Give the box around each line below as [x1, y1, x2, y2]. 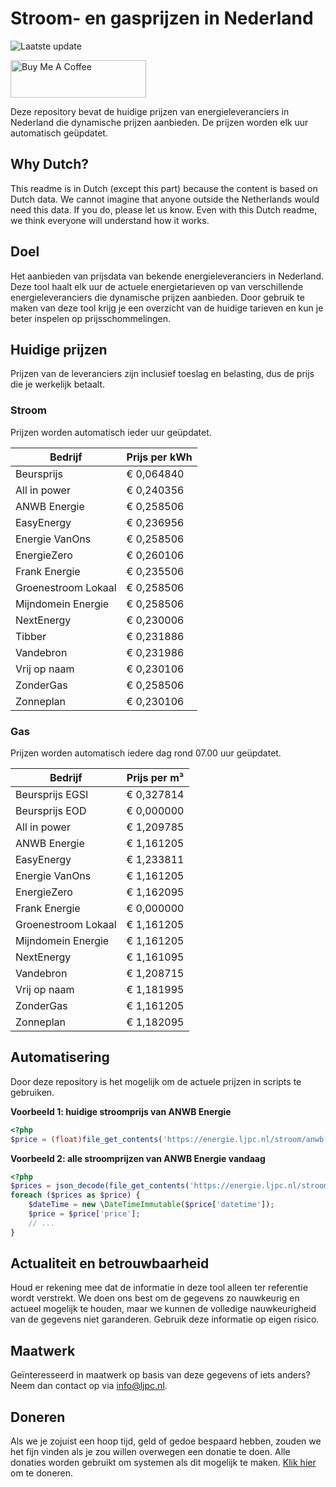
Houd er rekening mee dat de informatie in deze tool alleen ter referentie [10, 1282, 308, 1294]
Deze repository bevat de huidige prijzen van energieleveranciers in [10, 105, 290, 117]
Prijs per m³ [126, 770, 185, 784]
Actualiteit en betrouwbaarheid [10, 1255, 210, 1272]
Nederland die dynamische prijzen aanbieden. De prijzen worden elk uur [10, 116, 309, 128]
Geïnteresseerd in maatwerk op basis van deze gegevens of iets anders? [10, 1369, 311, 1381]
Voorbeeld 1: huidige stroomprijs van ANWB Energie [10, 1105, 232, 1117]
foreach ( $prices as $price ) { [10, 1190, 141, 1201]
